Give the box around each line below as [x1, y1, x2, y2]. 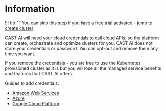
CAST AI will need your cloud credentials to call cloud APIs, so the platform [5, 35, 159, 41]
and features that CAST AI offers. [5, 70, 73, 76]
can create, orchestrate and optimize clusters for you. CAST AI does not [5, 40, 153, 46]
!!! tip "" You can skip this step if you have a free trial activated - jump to [5, 20, 153, 26]
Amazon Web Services [12, 90, 59, 96]
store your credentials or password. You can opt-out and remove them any [5, 45, 158, 51]
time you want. [5, 51, 36, 56]
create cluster [5, 25, 34, 31]
